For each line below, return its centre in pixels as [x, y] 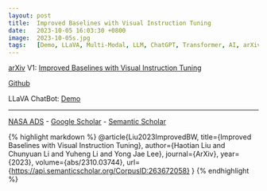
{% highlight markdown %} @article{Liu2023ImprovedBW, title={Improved [130, 137]
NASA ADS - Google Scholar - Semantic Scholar [87, 122]
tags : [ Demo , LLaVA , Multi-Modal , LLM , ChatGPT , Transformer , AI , [124, 45]
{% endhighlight [222, 171]
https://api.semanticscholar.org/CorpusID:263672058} [101, 171]
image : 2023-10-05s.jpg [49, 38]
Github [19, 84]
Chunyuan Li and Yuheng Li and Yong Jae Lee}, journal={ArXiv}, [113, 154]
